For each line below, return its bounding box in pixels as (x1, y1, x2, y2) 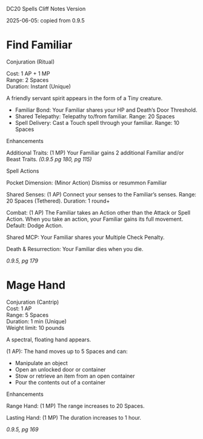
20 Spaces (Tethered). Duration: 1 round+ (6, 197, 110, 204)
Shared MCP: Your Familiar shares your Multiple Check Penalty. (6, 233, 165, 241)
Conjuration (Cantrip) (6, 298, 59, 306)
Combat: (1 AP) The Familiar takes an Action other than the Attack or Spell (6, 209, 191, 216)
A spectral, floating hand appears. (6, 336, 92, 343)
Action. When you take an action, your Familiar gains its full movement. (6, 215, 184, 223)
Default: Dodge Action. (6, 221, 64, 229)
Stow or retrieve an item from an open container (15, 372, 135, 380)
